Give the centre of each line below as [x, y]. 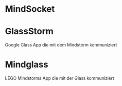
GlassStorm [29, 32]
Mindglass [27, 65]
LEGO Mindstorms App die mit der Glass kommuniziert [60, 78]
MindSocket [30, 9]
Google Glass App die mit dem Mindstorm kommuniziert [61, 45]
